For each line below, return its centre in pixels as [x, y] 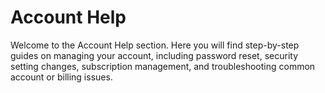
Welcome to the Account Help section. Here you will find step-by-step [155, 45]
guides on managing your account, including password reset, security [154, 55]
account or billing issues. [61, 77]
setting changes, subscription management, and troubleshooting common [163, 66]
